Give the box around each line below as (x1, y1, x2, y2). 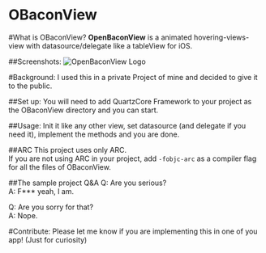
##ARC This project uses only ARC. (8, 145, 127, 154)
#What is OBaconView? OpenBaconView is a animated (8, 32, 192, 42)
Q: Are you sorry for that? (8, 202, 94, 212)
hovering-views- (193, 32, 250, 42)
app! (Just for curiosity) (8, 234, 88, 244)
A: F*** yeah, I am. (8, 186, 75, 196)
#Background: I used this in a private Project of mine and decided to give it (8, 72, 258, 82)
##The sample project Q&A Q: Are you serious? (8, 178, 167, 188)
